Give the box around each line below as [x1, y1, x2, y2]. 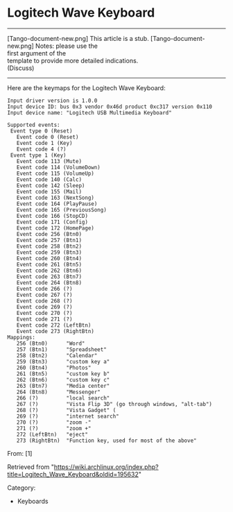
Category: [7, 484, 36, 492]
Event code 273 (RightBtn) [16, 327, 95, 334]
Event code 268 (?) [16, 297, 73, 305]
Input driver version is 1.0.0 [7, 97, 98, 104]
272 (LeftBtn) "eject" [16, 431, 89, 438]
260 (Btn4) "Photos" [16, 364, 92, 371]
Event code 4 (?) [16, 146, 67, 153]
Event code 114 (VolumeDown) [16, 164, 101, 171]
